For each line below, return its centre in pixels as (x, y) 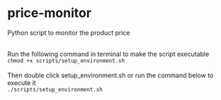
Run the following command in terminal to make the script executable (108, 54)
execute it (22, 82)
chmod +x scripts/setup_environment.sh (66, 61)
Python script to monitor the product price (69, 33)
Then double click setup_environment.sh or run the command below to (110, 75)
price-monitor (50, 13)
